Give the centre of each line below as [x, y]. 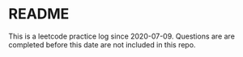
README [39, 14]
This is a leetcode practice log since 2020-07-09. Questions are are [122, 36]
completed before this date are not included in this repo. [102, 44]
